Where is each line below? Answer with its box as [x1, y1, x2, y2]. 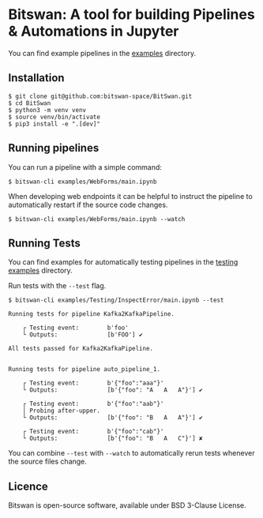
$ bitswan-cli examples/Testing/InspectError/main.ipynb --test [8, 296, 224, 305]
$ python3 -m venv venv [8, 106, 87, 114]
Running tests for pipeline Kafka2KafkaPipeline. [8, 310, 175, 318]
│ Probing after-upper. [22, 407, 101, 415]
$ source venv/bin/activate [8, 113, 101, 121]
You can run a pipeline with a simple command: [8, 162, 162, 171]
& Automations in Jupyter [8, 22, 179, 40]
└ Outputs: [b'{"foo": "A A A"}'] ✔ [22, 386, 203, 394]
